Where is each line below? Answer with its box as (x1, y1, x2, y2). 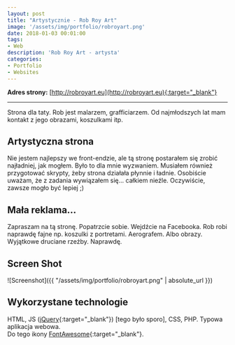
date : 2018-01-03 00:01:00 (7, 29, 86, 37)
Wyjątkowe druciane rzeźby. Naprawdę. (7, 237, 122, 246)
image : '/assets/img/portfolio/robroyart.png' (7, 23, 145, 30)
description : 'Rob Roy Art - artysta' (7, 50, 120, 57)
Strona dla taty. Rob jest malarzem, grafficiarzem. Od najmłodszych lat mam (7, 108, 226, 116)
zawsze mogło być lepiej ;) (7, 184, 85, 192)
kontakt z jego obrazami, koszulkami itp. (7, 115, 124, 124)
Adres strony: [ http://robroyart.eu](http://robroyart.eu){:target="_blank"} (7, 88, 218, 96)
